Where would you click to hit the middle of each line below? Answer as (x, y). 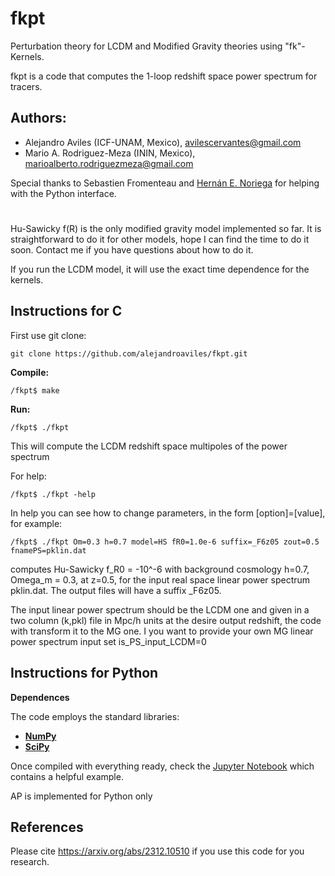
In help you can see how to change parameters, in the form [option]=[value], (168, 513)
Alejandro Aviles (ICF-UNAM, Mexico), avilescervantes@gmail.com (163, 142)
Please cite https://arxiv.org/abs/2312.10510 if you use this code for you (157, 851)
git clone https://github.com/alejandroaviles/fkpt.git (129, 353)
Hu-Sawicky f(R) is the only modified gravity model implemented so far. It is (166, 228)
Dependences (40, 697)
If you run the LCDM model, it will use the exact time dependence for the (160, 269)
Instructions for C (66, 311)
